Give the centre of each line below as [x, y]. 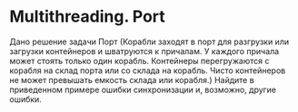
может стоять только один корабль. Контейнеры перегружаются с [139, 61]
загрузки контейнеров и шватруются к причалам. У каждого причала [144, 51]
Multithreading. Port [87, 17]
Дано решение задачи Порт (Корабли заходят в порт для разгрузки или [149, 42]
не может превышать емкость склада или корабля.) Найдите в [132, 79]
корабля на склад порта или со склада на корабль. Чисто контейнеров [148, 70]
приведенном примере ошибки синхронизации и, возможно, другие [143, 89]
